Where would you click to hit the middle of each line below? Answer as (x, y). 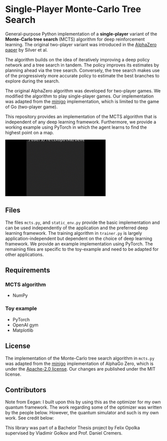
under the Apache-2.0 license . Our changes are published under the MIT (80, 369)
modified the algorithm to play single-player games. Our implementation (79, 96)
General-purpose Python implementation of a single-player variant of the (81, 34)
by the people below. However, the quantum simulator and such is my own (82, 413)
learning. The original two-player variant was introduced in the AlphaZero (81, 44)
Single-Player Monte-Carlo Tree (73, 9)
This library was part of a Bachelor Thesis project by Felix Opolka (73, 428)
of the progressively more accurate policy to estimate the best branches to (82, 75)
